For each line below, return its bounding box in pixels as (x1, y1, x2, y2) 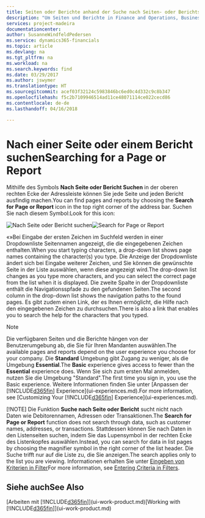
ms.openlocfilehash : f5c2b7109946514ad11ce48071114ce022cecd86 (6, 94, 171, 100)
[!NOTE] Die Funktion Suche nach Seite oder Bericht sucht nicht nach (6, 405, 183, 413)
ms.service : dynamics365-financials (6, 37, 99, 43)
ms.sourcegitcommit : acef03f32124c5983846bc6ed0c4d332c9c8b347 (6, 89, 171, 95)
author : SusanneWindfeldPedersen (6, 32, 92, 38)
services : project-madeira (6, 20, 75, 26)
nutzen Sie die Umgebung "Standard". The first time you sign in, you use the (6, 374, 196, 381)
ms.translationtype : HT (6, 83, 67, 89)
